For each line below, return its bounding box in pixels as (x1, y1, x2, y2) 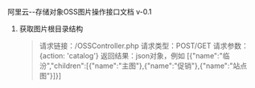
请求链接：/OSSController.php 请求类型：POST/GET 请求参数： (39, 41, 249, 50)
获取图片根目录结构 (19, 24, 84, 34)
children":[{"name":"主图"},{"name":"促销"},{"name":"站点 (54, 61, 247, 70)
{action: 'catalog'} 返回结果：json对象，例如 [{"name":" (39, 51, 223, 60)
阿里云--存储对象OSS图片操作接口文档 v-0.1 (7, 7, 152, 16)
